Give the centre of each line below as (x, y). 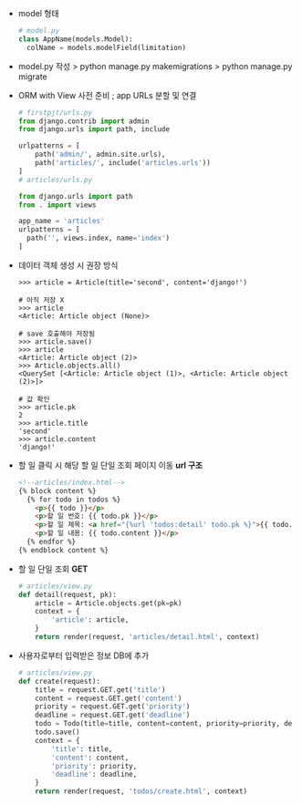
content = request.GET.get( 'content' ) (109, 698)
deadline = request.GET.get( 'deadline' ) (113, 715)
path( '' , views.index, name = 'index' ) (99, 238)
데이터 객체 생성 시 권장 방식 (68, 265)
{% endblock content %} (63, 550)
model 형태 (38, 13)
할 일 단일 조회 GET (53, 569)
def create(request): (59, 681)
